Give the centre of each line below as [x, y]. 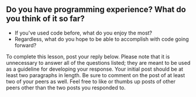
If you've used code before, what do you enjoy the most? [83, 33]
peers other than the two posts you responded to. [66, 88]
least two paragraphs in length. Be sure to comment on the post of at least [96, 75]
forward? [25, 45]
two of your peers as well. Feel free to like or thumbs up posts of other [91, 81]
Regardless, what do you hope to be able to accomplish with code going [102, 39]
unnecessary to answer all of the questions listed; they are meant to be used [98, 63]
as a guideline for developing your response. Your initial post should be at [94, 69]
